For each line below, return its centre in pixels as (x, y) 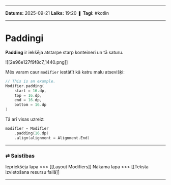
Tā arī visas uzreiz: (25, 119)
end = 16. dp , (28, 100)
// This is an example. (31, 81)
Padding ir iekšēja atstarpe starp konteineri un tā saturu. (64, 52)
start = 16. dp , (31, 91)
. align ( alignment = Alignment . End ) (52, 138)
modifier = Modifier (27, 129)
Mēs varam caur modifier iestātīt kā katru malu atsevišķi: (65, 72)
